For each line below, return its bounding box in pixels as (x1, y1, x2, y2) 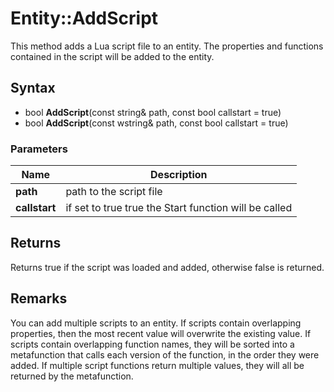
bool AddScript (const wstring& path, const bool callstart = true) (24, 117, 289, 129)
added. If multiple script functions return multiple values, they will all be (10, 359, 305, 371)
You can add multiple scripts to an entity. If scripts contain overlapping (10, 317, 302, 329)
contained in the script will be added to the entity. (10, 50, 215, 62)
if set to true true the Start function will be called (65, 201, 293, 215)
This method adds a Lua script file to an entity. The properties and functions (10, 40, 324, 52)
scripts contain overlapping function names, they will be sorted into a (10, 338, 295, 350)
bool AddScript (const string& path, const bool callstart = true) (24, 106, 282, 118)
